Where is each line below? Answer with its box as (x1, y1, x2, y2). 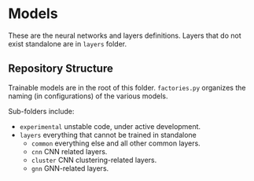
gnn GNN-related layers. (31, 163, 109, 173)
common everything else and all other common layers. (31, 139, 201, 148)
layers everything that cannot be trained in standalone (19, 130, 197, 139)
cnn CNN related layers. (31, 146, 108, 156)
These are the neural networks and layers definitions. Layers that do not (8, 31, 241, 40)
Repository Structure (8, 62, 114, 76)
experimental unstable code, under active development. (19, 121, 201, 131)
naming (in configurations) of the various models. (8, 91, 168, 101)
